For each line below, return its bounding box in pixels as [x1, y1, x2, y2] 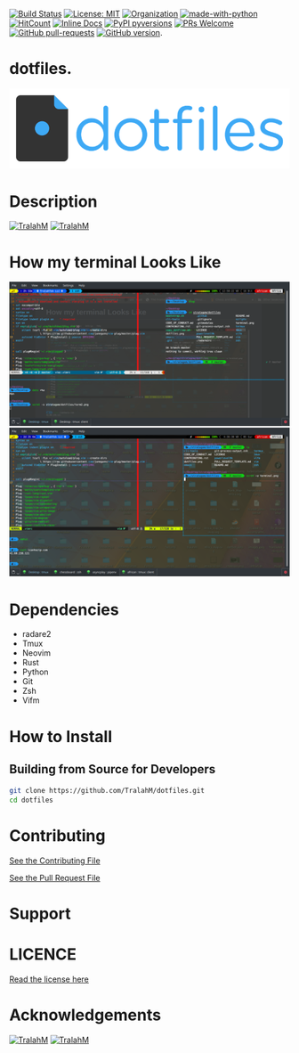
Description [9, 192, 98, 211]
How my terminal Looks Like [9, 252, 222, 272]
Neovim [21, 648, 52, 658]
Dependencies [9, 600, 119, 619]
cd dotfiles [9, 796, 53, 805]
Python [21, 666, 49, 677]
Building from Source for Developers [9, 762, 216, 777]
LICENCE [9, 944, 77, 965]
